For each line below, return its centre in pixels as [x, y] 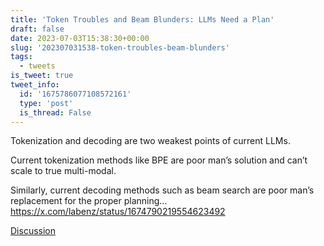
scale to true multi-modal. [63, 171]
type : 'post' [46, 103]
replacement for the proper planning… [89, 201]
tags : [21, 57]
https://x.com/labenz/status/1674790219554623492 [118, 212]
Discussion [33, 231]
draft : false [37, 29]
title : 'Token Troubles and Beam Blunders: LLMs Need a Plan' [142, 19]
